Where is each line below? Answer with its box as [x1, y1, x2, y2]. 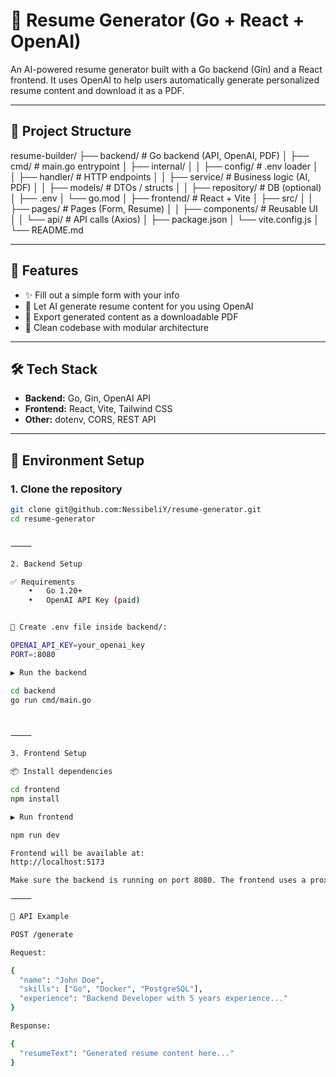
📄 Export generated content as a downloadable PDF [24, 310, 239, 323]
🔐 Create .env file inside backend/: [10, 622, 168, 633]
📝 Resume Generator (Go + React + [10, 9, 305, 32]
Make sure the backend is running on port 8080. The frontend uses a [10, 875, 307, 886]
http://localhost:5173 [10, 857, 105, 868]
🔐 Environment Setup [10, 452, 145, 469]
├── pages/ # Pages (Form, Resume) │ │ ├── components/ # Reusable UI [10, 202, 318, 214]
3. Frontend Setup [10, 749, 87, 759]
